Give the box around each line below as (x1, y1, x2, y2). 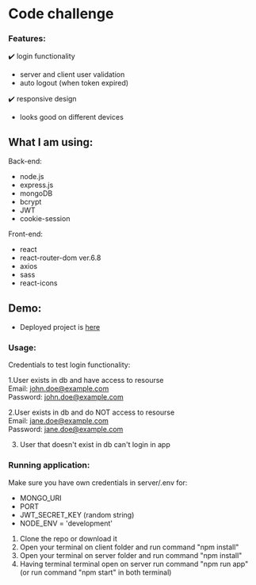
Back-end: (8, 156, 42, 166)
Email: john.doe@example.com (8, 384, 109, 393)
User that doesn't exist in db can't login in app (19, 440, 170, 449)
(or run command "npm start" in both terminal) (19, 568, 172, 577)
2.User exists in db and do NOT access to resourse (8, 407, 175, 417)
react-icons (19, 278, 58, 288)
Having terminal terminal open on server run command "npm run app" (19, 559, 249, 568)
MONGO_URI (19, 493, 62, 503)
